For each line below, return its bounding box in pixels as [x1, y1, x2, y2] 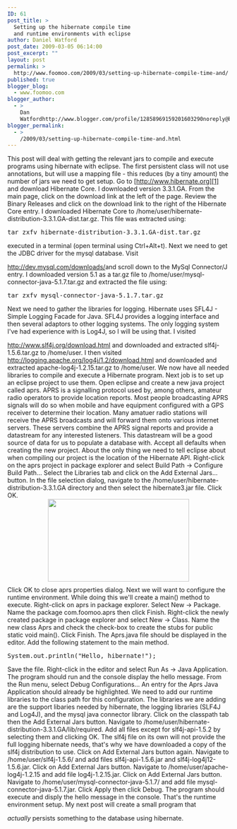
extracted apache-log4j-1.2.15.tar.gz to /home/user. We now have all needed [7, 363, 229, 372]
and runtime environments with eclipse [13, 30, 131, 37]
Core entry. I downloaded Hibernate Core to [7, 207, 135, 216]
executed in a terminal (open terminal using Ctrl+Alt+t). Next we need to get [7, 242, 228, 250]
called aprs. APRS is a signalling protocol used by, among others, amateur [7, 386, 222, 394]
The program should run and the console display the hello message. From [7, 673, 222, 681]
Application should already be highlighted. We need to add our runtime [7, 688, 213, 696]
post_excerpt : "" [7, 50, 59, 57]
